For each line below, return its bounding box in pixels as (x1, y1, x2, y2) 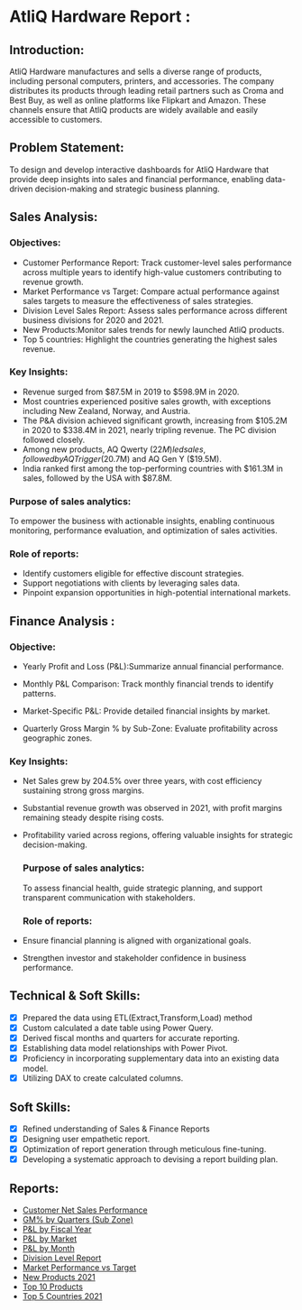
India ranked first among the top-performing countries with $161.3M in (22, 463, 284, 474)
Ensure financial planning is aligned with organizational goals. (22, 935, 252, 946)
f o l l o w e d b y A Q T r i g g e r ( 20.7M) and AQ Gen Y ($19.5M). (22, 453, 223, 464)
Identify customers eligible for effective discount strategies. (22, 568, 244, 579)
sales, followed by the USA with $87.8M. (22, 472, 173, 484)
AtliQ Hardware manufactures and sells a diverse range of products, (9, 66, 262, 77)
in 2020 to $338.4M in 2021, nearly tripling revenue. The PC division (22, 424, 277, 435)
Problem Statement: (9, 140, 124, 155)
